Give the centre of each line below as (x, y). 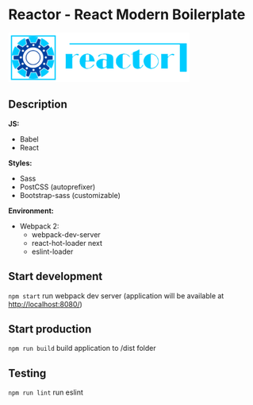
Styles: (20, 163)
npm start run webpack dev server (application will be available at (116, 295)
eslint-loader (52, 251)
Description (38, 105)
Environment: (31, 210)
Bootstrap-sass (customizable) (70, 195)
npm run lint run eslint (46, 392)
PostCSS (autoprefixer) (57, 187)
